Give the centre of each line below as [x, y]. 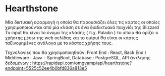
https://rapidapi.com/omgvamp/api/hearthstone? [82, 63]
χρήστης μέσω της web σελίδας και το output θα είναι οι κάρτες [72, 38]
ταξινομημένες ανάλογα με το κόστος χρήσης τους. [59, 43]
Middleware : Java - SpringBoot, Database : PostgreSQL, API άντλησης [78, 57]
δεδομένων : [18, 63]
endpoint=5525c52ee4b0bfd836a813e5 [46, 68]
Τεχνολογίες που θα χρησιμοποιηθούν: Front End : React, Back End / [76, 52]
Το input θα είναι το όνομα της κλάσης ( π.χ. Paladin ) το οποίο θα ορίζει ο [82, 32]
